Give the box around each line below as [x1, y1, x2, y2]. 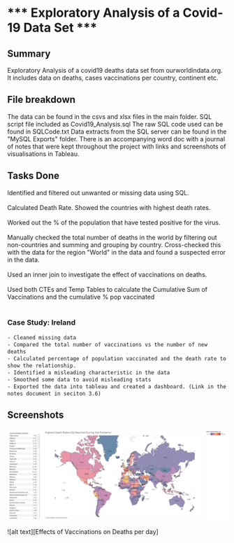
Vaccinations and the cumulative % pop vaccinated [7, 292, 155, 301]
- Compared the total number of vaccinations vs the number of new [7, 341, 208, 348]
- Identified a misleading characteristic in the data [7, 369, 170, 376]
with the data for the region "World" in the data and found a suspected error [7, 248, 226, 256]
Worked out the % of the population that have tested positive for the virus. [7, 218, 221, 227]
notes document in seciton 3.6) [7, 390, 101, 397]
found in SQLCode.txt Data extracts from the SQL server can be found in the [7, 127, 227, 136]
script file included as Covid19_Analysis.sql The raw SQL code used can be [7, 120, 224, 128]
